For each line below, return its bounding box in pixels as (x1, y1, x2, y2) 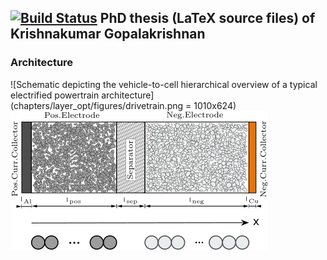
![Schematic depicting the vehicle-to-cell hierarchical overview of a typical (10, 78, 318, 90)
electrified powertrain (10, 89, 100, 101)
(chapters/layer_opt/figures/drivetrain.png (10, 99, 184, 111)
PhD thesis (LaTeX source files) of (99, 10, 316, 27)
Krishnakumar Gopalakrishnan (10, 26, 206, 43)
